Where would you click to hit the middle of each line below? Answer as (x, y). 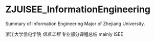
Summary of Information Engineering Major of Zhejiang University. (75, 24)
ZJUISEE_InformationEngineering (78, 9)
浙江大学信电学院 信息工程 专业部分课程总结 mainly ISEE (64, 34)
